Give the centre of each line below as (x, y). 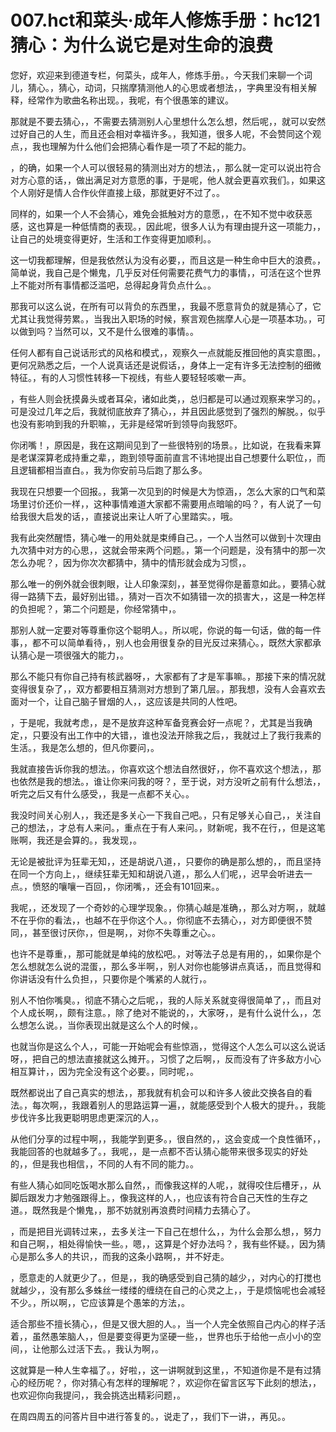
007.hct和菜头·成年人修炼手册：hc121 (165, 20)
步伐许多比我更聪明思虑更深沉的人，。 (87, 1117)
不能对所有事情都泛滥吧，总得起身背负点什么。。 (117, 285)
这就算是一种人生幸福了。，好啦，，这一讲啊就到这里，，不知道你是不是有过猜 (166, 1370)
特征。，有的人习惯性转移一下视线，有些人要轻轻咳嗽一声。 (131, 377)
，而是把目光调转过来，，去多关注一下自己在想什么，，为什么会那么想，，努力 (166, 1231)
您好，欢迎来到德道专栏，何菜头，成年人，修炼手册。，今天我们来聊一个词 (161, 75)
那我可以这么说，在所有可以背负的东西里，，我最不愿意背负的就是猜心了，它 (166, 306)
